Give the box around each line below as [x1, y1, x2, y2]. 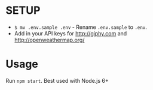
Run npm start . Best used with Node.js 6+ [5, 77, 109, 84]
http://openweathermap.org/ [14, 36, 85, 43]
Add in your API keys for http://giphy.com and [14, 29, 127, 37]
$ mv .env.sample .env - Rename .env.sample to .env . [14, 23, 148, 31]
